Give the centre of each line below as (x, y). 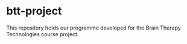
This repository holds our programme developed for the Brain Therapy (93, 28)
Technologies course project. (43, 34)
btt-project (34, 11)
